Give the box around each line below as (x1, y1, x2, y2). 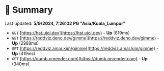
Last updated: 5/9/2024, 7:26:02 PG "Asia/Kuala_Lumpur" (4, 20, 126, 26)
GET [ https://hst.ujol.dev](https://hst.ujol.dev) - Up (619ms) (11, 30, 130, 35)
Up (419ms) (11, 51, 35, 56)
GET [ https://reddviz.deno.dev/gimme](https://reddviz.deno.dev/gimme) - (11, 35, 160, 41)
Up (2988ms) (11, 40, 39, 46)
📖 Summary (4, 4, 53, 16)
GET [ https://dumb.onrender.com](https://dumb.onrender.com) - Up (11, 55, 148, 61)
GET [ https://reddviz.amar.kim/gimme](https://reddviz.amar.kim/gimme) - (11, 45, 159, 51)
